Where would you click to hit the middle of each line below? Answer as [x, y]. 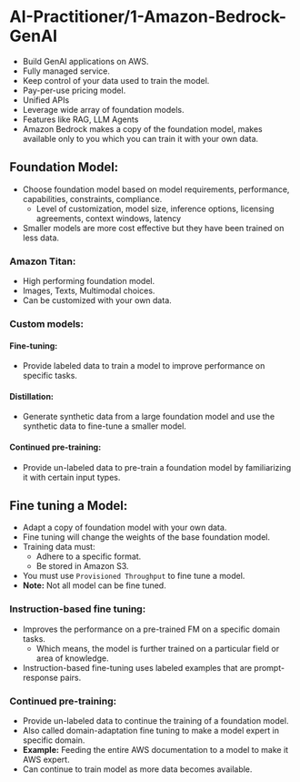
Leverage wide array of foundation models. [103, 109]
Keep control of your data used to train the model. [116, 80]
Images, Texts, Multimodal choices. [89, 291]
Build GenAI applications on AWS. [85, 61]
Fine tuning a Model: [69, 506]
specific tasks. [50, 376]
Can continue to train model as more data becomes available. [137, 769]
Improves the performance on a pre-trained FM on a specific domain [151, 629]
